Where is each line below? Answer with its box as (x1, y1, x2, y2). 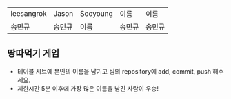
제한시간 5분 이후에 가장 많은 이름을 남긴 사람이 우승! (17, 84, 159, 92)
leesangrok (10, 9, 47, 18)
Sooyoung (79, 9, 114, 18)
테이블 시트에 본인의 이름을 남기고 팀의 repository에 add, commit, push (17, 67, 212, 75)
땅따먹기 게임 (7, 47, 60, 59)
